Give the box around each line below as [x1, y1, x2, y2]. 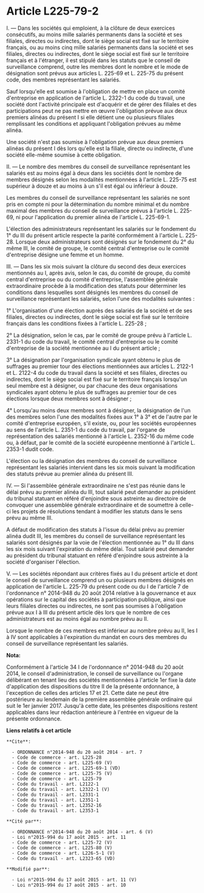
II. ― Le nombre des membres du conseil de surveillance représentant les [6, 163, 191, 170]
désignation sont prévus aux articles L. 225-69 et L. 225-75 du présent [6, 69, 184, 77]
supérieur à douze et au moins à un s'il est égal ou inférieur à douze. [6, 182, 178, 190]
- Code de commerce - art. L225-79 [12, 776, 102, 782]
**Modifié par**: [6, 866, 50, 872]
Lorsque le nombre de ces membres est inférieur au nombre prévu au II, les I [6, 627, 198, 634]
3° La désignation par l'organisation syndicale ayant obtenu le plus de [6, 356, 181, 363]
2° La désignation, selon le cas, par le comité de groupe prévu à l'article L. [6, 331, 192, 338]
